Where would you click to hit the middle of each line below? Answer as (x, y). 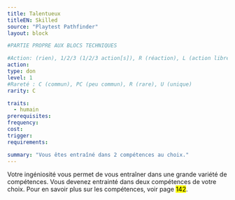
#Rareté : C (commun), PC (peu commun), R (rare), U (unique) (100, 84)
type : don (22, 71)
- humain (26, 110)
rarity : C (22, 91)
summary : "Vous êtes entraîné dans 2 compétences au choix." (98, 155)
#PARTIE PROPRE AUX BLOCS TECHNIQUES (62, 46)
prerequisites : (29, 116)
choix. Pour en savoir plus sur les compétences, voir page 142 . (98, 190)
